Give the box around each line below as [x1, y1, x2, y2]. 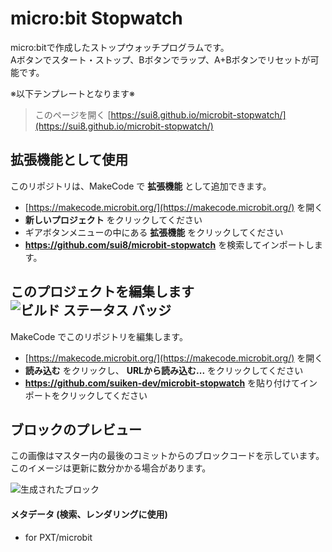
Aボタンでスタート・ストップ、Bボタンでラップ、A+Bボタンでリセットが [10, 53, 311, 66]
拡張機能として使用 [10, 152, 129, 169]
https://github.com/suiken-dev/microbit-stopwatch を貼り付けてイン [24, 377, 318, 389]
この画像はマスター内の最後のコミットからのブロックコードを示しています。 [10, 450, 325, 462]
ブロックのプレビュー [10, 421, 142, 438]
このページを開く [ [34, 108, 112, 121]
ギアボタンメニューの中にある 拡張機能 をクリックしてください [24, 226, 284, 238]
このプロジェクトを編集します [10, 283, 195, 301]
